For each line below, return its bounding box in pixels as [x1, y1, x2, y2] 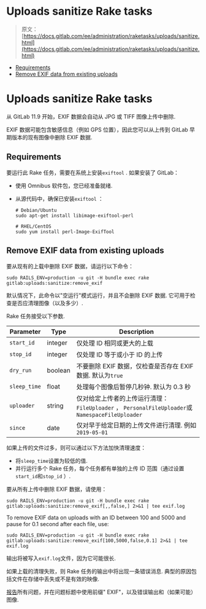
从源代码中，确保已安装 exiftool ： [15, 195, 104, 202]
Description [119, 327, 154, 336]
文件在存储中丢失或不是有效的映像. [11, 575, 100, 583]
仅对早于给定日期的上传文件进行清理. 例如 [76, 421, 197, 429]
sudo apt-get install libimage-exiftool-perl [15, 212, 134, 219]
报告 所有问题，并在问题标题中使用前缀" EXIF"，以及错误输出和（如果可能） [6, 588, 196, 595]
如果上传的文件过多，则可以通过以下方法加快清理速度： [6, 444, 146, 451]
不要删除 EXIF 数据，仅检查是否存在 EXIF [76, 362, 194, 370]
